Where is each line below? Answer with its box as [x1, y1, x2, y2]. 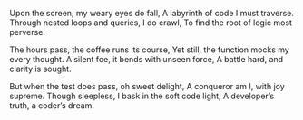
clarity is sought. [9, 63, 72, 74]
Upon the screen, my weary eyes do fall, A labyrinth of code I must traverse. [9, 8, 295, 18]
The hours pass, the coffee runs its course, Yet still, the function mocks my [9, 44, 290, 55]
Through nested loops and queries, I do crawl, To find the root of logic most [9, 17, 293, 28]
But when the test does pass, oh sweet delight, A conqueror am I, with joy [9, 81, 286, 91]
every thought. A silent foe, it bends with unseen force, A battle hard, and [9, 54, 284, 64]
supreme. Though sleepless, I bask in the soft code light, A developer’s [9, 90, 275, 101]
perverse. [9, 27, 45, 37]
